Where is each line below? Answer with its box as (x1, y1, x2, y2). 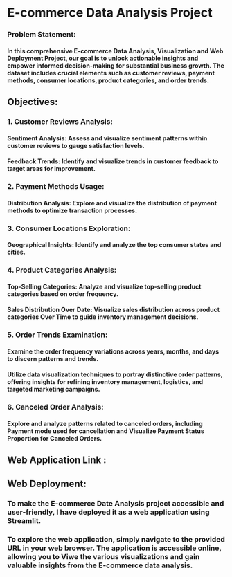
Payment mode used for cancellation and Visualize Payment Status (7, 427, 204, 435)
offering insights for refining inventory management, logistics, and (7, 378, 204, 386)
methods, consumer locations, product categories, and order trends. (7, 76, 210, 84)
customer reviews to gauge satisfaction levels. (7, 141, 145, 149)
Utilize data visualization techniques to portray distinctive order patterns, (7, 370, 223, 378)
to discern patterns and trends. (7, 354, 99, 363)
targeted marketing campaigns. (7, 385, 100, 394)
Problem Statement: (7, 30, 76, 39)
